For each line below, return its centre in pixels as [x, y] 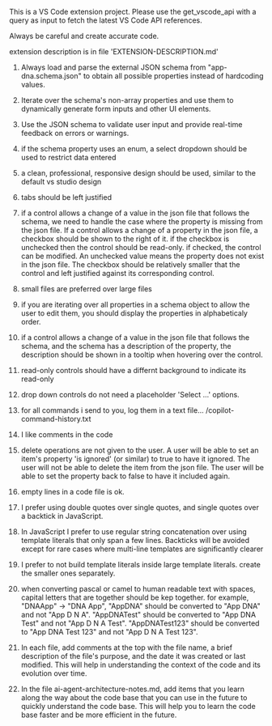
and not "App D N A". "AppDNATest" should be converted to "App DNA [138, 615]
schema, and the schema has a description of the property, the [126, 346]
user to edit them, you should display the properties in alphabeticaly [134, 313]
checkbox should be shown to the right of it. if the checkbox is [125, 239]
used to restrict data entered [68, 157]
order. [31, 322]
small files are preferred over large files [86, 289]
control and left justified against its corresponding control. [118, 273]
